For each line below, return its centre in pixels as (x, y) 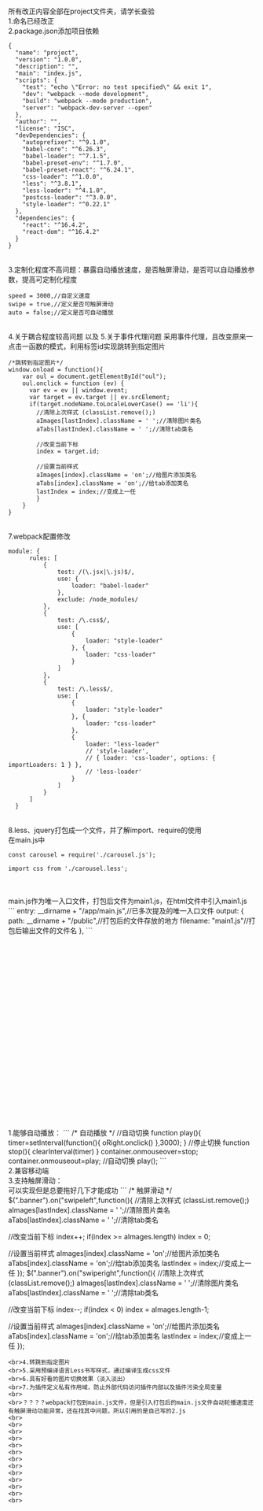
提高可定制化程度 (49, 280)
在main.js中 (27, 840)
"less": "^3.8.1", (52, 183)
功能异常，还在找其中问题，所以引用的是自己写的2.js (111, 1411)
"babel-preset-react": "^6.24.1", (79, 170)
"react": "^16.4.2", (56, 225)
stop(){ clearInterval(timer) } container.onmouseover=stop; (103, 1152)
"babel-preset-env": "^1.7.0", (73, 163)
